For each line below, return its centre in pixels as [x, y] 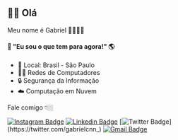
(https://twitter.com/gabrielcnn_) [54, 129]
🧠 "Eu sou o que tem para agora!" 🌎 [61, 47]
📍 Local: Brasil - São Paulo [56, 65]
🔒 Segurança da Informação [58, 81]
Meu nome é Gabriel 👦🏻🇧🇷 [46, 30]
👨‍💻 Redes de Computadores [59, 73]
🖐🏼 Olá [22, 13]
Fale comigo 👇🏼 [31, 107]
